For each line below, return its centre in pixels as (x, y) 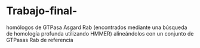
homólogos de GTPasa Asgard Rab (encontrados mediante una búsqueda (97, 27)
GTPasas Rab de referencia (40, 40)
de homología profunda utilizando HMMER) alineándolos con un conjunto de (100, 33)
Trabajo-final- (42, 11)
